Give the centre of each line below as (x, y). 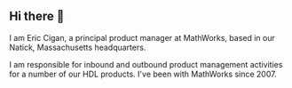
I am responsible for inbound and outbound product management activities (146, 64)
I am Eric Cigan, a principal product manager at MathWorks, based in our (142, 37)
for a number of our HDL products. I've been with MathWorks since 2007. (143, 74)
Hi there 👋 (37, 16)
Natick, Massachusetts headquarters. (78, 47)
